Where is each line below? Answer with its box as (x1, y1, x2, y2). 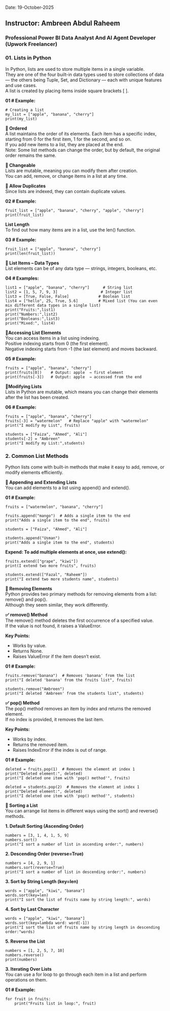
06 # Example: (5, 404, 37, 410)
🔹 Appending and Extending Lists (5, 479, 77, 485)
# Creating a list (5, 107, 44, 113)
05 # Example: (5, 356, 37, 362)
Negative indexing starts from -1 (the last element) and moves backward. (5, 346, 158, 352)
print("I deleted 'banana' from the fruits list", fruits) (5, 677, 133, 682)
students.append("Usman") (5, 535, 60, 540)
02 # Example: (5, 198, 37, 204)
